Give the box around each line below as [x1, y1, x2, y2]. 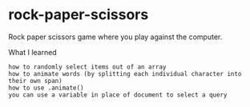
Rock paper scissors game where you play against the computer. [8, 32, 223, 42]
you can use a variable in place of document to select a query [8, 90, 228, 99]
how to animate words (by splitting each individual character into [8, 69, 242, 77]
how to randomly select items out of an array [8, 62, 167, 71]
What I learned [8, 47, 58, 57]
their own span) [8, 77, 62, 85]
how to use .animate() [8, 84, 84, 92]
